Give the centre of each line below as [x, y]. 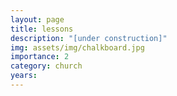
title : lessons [42, 29]
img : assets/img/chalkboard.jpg [77, 47]
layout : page [37, 19]
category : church [46, 66]
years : [24, 76]
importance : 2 [40, 57]
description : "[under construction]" [89, 38]
